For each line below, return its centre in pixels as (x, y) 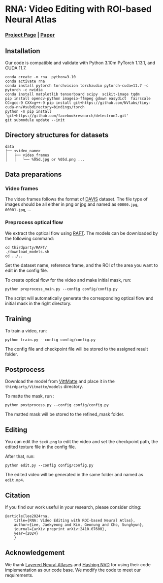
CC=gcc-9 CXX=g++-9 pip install (38, 103)
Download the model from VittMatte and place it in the (60, 381)
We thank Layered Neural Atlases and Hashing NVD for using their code (78, 564)
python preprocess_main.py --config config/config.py (62, 289)
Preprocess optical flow (34, 223)
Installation (23, 51)
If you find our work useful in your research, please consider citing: (73, 507)
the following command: (30, 238)
